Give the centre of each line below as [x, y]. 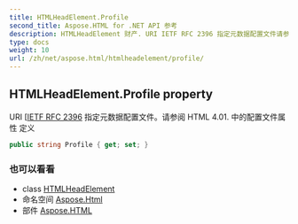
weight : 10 [29, 50]
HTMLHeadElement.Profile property [111, 94]
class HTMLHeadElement [68, 189]
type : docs [29, 42]
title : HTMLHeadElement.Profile [69, 17]
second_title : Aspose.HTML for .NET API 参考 [93, 26]
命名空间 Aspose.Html [63, 199]
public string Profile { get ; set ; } [79, 144]
